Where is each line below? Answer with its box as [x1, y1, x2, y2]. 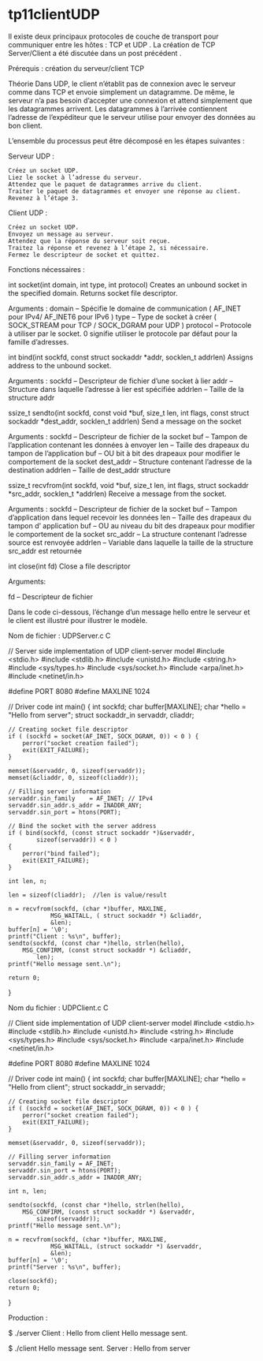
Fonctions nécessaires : [8, 264, 85, 274]
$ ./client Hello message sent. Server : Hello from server [8, 1343, 191, 1353]
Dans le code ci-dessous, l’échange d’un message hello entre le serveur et [8, 607, 250, 617]
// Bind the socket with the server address [8, 822, 157, 830]
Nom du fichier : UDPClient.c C [8, 1003, 109, 1012]
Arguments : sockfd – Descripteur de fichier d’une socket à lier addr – [8, 376, 234, 386]
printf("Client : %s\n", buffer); [8, 932, 122, 940]
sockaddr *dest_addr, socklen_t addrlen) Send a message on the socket [8, 416, 242, 426]
